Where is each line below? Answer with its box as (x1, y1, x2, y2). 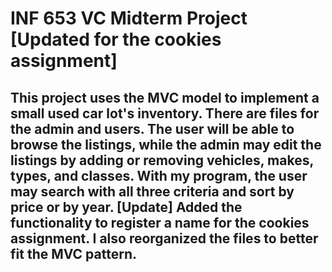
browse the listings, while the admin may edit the (10, 136, 322, 153)
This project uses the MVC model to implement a (10, 89, 320, 106)
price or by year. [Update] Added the (10, 198, 243, 216)
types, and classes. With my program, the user (10, 167, 308, 184)
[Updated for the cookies (10, 28, 222, 51)
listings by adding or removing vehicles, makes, (10, 152, 314, 169)
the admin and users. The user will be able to (10, 120, 295, 137)
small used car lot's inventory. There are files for (10, 105, 320, 122)
